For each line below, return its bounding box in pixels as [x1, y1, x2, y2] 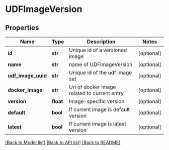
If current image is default [68, 106, 130, 113]
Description [87, 38, 116, 45]
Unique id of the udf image [68, 69, 132, 76]
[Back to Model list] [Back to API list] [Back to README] [5, 139, 121, 145]
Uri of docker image [68, 83, 116, 90]
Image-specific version [68, 98, 125, 104]
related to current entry [68, 90, 124, 96]
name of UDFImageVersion [68, 61, 133, 68]
